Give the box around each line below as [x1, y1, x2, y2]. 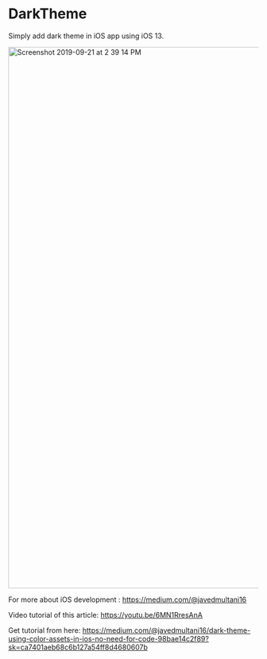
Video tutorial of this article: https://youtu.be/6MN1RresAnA [8, 610, 203, 619]
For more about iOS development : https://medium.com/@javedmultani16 [8, 595, 247, 604]
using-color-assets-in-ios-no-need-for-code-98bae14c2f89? [8, 634, 209, 643]
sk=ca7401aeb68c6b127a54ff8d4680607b [8, 642, 149, 652]
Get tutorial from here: [8, 625, 81, 635]
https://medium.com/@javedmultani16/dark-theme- [82, 625, 251, 635]
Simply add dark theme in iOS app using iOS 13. [8, 31, 164, 40]
